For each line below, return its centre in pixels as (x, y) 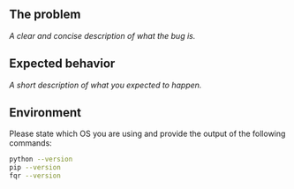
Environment (45, 113)
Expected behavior (62, 64)
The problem (45, 15)
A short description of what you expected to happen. (106, 85)
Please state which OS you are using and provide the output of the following (147, 134)
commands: (31, 143)
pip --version (35, 168)
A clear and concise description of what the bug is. (102, 35)
